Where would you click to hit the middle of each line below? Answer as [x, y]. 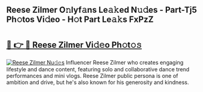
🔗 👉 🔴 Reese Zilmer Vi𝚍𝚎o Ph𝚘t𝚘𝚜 [74, 45]
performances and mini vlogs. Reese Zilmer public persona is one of [92, 76]
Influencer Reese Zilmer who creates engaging [125, 62]
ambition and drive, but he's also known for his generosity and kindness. [98, 82]
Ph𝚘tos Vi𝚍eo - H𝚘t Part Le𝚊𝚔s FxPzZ [80, 20]
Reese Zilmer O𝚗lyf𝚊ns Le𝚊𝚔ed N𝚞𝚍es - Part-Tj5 [102, 10]
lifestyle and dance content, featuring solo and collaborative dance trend [98, 69]
